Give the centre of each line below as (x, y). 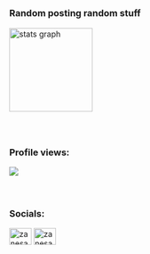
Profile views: (39, 152)
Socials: (27, 213)
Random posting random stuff (75, 13)
